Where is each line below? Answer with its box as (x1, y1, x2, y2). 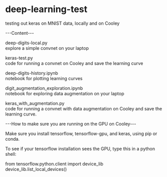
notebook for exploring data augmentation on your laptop (5, 90, 125, 96)
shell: (5, 151, 17, 157)
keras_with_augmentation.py (5, 100, 65, 106)
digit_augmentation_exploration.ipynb (5, 85, 83, 91)
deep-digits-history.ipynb (5, 70, 59, 76)
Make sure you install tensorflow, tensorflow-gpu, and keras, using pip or (5, 130, 157, 137)
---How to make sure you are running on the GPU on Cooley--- (5, 121, 136, 127)
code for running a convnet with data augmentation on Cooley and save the (5, 105, 162, 111)
